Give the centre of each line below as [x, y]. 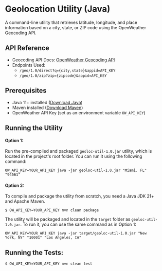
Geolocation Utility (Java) [58, 9]
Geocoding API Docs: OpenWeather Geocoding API [63, 60]
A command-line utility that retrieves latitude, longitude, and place [71, 22]
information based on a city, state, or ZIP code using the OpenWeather [76, 27]
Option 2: [15, 185]
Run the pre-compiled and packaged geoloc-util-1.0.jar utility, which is [79, 151]
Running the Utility [34, 128]
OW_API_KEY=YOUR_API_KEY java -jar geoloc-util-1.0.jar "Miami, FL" [76, 171]
